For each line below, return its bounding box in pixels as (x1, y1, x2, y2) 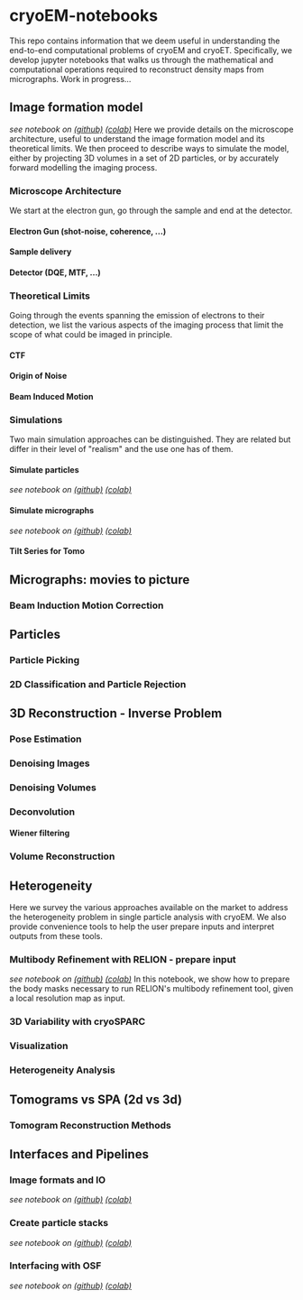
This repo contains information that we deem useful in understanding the (9, 35, 280, 46)
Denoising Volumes (9, 781, 96, 794)
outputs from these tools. (9, 931, 104, 942)
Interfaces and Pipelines (9, 1147, 149, 1162)
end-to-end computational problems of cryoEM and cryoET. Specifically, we (9, 44, 293, 55)
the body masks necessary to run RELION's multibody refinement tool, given (9, 983, 294, 994)
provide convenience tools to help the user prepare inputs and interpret (9, 921, 275, 932)
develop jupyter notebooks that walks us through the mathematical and (9, 54, 274, 65)
